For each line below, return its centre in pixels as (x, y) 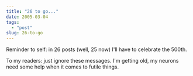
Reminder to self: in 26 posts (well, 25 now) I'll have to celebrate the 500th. (96, 49)
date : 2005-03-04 (27, 17)
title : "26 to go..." (32, 11)
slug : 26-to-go (25, 33)
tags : (13, 22)
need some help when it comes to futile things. (62, 67)
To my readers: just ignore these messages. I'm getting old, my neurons (92, 61)
